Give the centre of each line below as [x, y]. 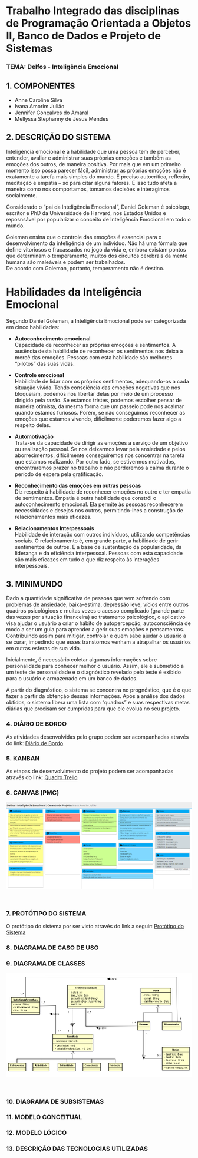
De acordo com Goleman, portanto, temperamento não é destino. [85, 268]
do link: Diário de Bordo [35, 743]
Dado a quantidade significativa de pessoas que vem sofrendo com [88, 598]
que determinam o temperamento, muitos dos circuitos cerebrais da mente [97, 256]
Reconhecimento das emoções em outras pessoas [78, 485]
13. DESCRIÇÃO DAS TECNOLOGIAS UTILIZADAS [77, 1149]
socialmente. [22, 195]
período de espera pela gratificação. [59, 474]
